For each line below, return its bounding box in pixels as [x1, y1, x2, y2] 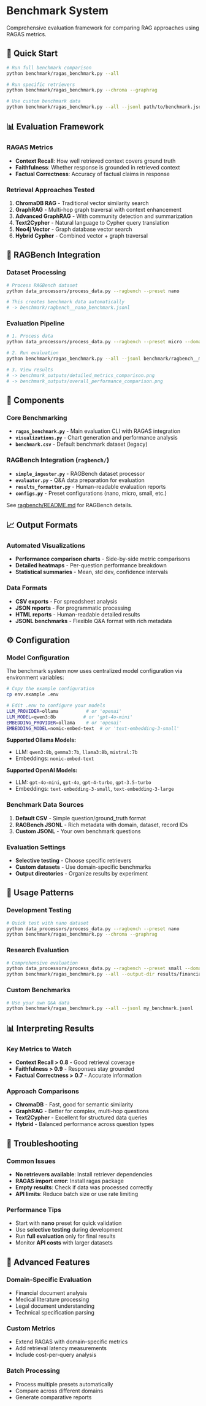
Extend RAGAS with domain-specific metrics [15, 1338, 128, 1345]
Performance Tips [6, 1205, 61, 1214]
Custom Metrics [6, 1324, 56, 1332]
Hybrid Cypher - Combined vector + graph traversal [15, 231, 148, 239]
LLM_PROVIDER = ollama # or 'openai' [6, 708, 122, 714]
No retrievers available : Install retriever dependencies [15, 1170, 153, 1178]
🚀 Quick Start [6, 49, 58, 59]
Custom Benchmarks [6, 986, 71, 995]
